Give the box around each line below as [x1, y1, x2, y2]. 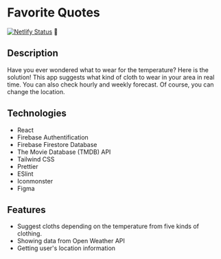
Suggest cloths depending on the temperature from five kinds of [16, 222, 199, 231]
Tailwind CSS [16, 155, 55, 163]
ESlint [16, 170, 34, 178]
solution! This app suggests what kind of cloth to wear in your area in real [7, 73, 215, 81]
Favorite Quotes [7, 5, 101, 21]
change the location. [7, 87, 65, 95]
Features [7, 204, 46, 216]
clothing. [16, 229, 43, 238]
